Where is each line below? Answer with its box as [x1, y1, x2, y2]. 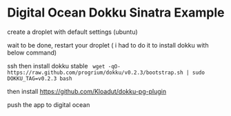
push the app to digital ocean [7, 100, 90, 108]
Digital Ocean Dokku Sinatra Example [7, 5, 225, 21]
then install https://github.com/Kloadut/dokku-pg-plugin [7, 87, 167, 95]
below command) [7, 48, 57, 57]
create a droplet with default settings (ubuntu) [7, 28, 138, 36]
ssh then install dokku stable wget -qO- [7, 61, 121, 70]
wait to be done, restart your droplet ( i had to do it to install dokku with [7, 41, 209, 49]
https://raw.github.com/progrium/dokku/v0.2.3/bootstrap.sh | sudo [7, 69, 205, 76]
